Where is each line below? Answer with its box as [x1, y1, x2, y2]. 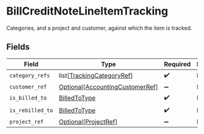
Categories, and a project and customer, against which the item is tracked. [6, 24, 192, 32]
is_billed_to [9, 95, 47, 101]
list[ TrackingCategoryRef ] [58, 72, 134, 80]
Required [163, 59, 191, 68]
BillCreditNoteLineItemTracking [6, 4, 168, 18]
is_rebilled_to [9, 107, 53, 114]
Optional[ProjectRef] [58, 117, 118, 126]
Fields [6, 42, 30, 52]
